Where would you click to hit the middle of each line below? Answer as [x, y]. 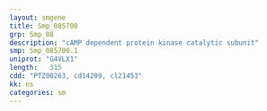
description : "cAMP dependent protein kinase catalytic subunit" [134, 43]
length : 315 [36, 68]
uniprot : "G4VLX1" [44, 59]
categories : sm [38, 92]
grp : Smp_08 [31, 34]
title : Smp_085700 [44, 26]
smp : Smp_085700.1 [44, 51]
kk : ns [22, 84]
